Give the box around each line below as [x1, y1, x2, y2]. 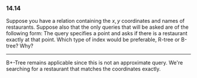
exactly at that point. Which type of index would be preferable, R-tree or [6, 36, 180, 43]
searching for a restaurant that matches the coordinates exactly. [6, 66, 161, 73]
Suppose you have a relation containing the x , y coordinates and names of [6, 18, 185, 25]
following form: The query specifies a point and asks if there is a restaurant [6, 30, 188, 37]
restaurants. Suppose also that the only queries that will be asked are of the [6, 23, 189, 30]
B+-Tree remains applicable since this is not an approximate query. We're [6, 59, 184, 66]
